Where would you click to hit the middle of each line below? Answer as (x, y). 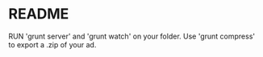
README (39, 14)
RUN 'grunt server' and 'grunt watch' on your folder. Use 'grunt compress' (132, 36)
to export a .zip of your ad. (52, 44)
